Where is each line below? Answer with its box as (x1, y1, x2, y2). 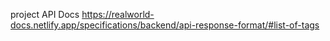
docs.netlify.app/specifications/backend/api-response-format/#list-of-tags (10, 19, 320, 31)
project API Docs (10, 9, 80, 20)
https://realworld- (81, 9, 155, 20)
